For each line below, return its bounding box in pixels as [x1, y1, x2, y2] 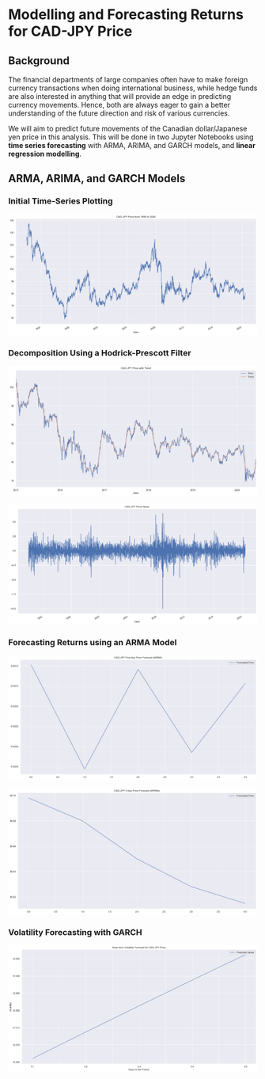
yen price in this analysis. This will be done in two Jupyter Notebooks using [8, 132, 254, 142]
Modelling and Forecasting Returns [8, 6, 244, 24]
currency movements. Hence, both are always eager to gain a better [8, 101, 231, 109]
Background [8, 54, 70, 67]
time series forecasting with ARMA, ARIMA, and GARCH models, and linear [8, 141, 256, 150]
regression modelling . [8, 149, 81, 158]
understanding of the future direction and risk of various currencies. [8, 108, 230, 118]
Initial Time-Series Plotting [8, 196, 113, 207]
